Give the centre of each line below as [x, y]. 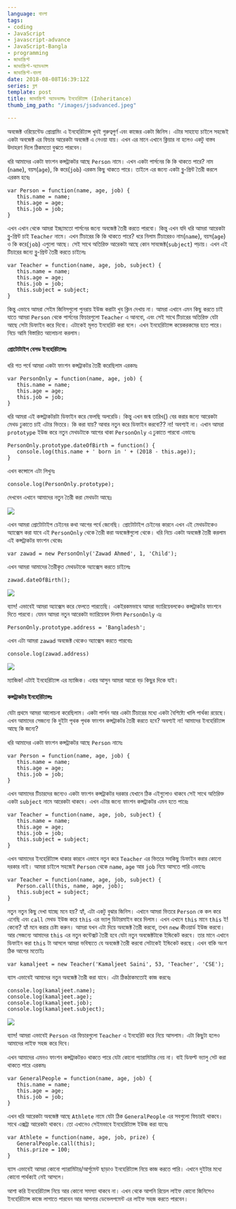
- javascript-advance [39, 40]
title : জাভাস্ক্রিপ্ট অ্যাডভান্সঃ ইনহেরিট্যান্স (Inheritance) [70, 99]
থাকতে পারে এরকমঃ [27, 1066]
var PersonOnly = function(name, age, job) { [75, 379]
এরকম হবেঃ [19, 177]
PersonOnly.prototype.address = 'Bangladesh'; [77, 628]
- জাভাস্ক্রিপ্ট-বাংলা [25, 72]
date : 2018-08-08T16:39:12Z [48, 79]
